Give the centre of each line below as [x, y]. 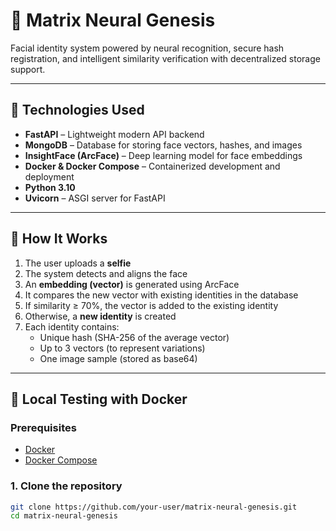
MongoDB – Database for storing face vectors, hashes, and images [163, 145]
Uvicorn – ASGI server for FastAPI [95, 198]
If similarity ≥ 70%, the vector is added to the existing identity [151, 305]
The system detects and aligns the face [106, 273]
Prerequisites [43, 427]
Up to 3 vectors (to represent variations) [122, 348]
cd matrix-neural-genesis [64, 516]
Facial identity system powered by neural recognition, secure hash [147, 48]
